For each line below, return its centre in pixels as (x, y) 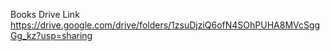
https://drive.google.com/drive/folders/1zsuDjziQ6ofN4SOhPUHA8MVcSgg (165, 25)
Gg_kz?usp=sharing (51, 35)
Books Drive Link (45, 14)
